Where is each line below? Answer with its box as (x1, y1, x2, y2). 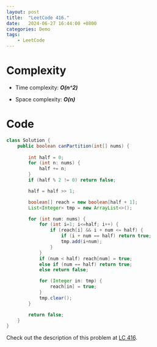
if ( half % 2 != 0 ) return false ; (28, 177, 116, 183)
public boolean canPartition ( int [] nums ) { (17, 143, 130, 149)
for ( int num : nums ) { (28, 216, 86, 222)
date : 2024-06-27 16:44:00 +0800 (6, 20, 97, 26)
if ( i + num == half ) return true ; (60, 233, 152, 239)
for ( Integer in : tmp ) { (38, 278, 103, 284)
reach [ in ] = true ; (49, 283, 97, 290)
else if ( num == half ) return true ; (38, 261, 133, 268)
